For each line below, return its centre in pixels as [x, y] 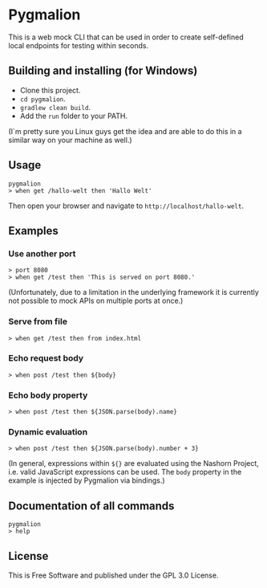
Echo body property [48, 395]
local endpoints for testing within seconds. [79, 45]
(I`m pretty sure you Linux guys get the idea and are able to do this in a [125, 131]
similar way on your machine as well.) [70, 140]
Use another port [42, 253]
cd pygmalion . [42, 99]
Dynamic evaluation [48, 432]
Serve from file [38, 321]
